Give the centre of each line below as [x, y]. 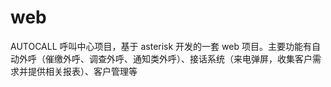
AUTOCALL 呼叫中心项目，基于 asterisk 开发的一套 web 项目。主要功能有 [161, 46]
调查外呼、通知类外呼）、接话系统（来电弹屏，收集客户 [200, 58]
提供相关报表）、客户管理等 [82, 71]
